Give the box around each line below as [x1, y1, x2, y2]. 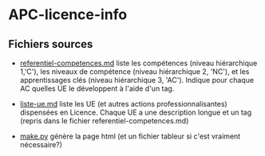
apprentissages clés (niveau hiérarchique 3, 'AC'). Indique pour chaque [19, 76, 254, 84]
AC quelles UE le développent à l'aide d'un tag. [19, 84, 175, 93]
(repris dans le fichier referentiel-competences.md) [19, 116, 189, 125]
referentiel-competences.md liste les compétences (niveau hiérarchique [19, 58, 258, 68]
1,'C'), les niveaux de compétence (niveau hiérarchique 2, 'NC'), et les [19, 67, 250, 76]
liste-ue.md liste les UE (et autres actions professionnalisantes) [19, 99, 227, 108]
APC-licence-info [8, 6, 128, 24]
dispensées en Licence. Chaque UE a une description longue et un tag [19, 107, 252, 117]
